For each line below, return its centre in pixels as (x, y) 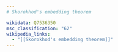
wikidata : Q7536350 (31, 23)
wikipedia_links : (28, 34)
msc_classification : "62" (39, 28)
